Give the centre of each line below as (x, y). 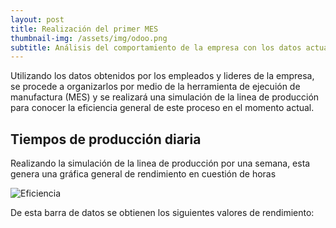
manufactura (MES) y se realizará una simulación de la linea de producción (165, 97)
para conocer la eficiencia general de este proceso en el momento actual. (162, 108)
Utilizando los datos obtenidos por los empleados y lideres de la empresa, (162, 76)
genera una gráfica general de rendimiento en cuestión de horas (143, 174)
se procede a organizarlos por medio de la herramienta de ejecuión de (155, 87)
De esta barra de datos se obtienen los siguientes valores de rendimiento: (162, 213)
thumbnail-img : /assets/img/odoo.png (89, 38)
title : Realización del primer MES (84, 29)
